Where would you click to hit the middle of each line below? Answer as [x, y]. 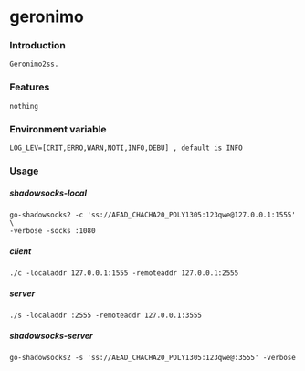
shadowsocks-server [51, 335]
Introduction [37, 46]
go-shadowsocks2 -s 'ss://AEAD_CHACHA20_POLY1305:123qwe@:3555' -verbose [153, 357]
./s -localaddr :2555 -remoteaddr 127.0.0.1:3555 [106, 315]
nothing [24, 106]
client [21, 251]
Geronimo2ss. [34, 64]
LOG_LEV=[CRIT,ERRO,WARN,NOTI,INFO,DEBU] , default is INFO [126, 148]
